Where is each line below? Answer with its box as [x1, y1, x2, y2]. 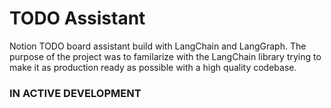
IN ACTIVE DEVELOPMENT [9, 86, 142, 100]
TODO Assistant [9, 7, 146, 30]
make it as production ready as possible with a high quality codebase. [9, 61, 297, 73]
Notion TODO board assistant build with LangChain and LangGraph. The [9, 40, 307, 52]
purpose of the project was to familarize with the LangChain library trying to [9, 50, 322, 62]
